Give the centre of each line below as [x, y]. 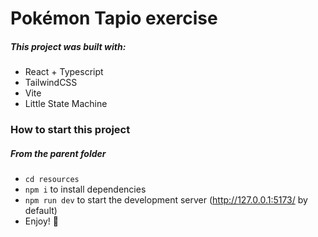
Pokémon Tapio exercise [114, 18]
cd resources [52, 180]
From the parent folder [58, 153]
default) [41, 211]
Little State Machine [66, 104]
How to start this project [70, 130]
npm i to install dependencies [85, 189]
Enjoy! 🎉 [42, 221]
